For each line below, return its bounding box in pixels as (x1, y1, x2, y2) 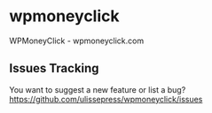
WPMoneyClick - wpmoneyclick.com (9, 35, 145, 46)
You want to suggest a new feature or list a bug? (9, 84, 186, 94)
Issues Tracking (9, 61, 99, 76)
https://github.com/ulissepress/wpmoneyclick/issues (9, 94, 203, 104)
